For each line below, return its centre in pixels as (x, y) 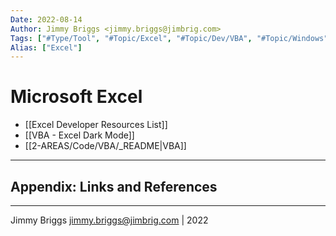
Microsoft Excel (76, 97)
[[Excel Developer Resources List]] (96, 125)
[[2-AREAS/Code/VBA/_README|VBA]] (105, 146)
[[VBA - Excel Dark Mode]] (79, 135)
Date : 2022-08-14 (46, 19)
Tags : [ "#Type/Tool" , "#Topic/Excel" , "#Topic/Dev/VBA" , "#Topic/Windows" (169, 38)
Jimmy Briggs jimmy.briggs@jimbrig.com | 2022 (109, 220)
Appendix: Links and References (114, 186)
